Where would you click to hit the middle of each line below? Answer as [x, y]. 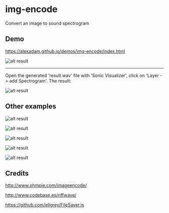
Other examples [31, 106]
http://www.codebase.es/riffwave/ [41, 195]
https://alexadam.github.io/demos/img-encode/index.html [65, 51]
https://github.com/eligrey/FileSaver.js [45, 205]
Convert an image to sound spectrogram [47, 23]
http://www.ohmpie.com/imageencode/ [46, 185]
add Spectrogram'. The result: [40, 81]
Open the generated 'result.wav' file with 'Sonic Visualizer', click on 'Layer [82, 75]
